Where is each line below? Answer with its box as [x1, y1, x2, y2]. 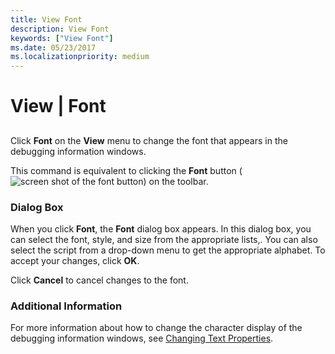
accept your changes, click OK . [10, 255, 140, 266]
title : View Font [10, 14, 83, 25]
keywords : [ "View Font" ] [10, 33, 114, 43]
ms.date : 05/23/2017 [10, 42, 97, 53]
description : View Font [10, 24, 110, 34]
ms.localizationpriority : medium [10, 52, 150, 62]
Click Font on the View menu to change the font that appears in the [10, 134, 288, 146]
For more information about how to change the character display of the [10, 322, 303, 334]
